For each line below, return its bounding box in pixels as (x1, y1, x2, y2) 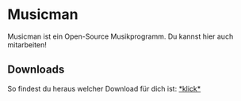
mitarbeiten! (7, 39, 47, 49)
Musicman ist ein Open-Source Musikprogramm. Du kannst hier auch (7, 32, 234, 41)
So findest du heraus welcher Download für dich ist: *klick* (7, 84, 201, 93)
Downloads (7, 63, 65, 77)
